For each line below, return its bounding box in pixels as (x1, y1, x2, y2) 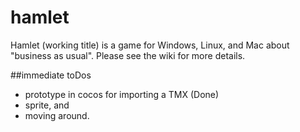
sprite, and (24, 99, 70, 111)
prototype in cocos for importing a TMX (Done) (24, 88, 220, 100)
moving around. (24, 109, 90, 121)
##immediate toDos (10, 69, 92, 81)
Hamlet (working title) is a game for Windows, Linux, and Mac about (10, 39, 290, 51)
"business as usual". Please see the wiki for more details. (10, 49, 246, 61)
